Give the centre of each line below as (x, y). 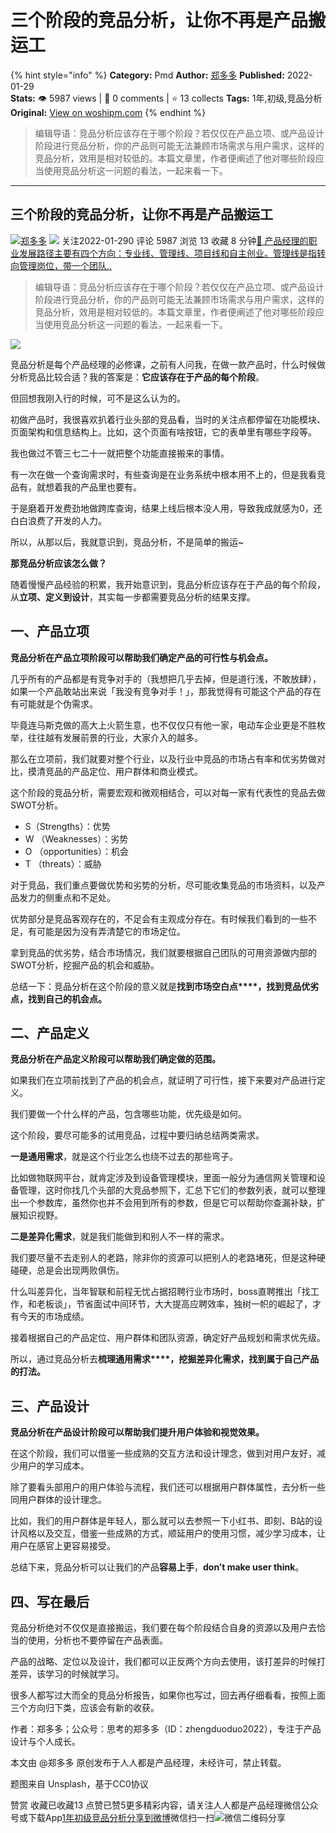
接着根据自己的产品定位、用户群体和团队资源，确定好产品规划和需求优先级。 (168, 1338)
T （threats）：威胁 (63, 863)
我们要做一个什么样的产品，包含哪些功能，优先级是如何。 (128, 1114)
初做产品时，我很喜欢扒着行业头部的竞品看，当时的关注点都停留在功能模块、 (168, 419)
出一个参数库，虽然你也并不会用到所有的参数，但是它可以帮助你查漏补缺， (163, 1203)
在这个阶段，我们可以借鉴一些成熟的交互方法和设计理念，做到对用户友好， (163, 1453)
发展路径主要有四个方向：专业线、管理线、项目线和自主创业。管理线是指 (167, 253)
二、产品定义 (50, 1032)
